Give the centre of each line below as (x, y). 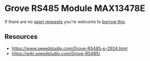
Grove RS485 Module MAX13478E (75, 8)
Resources (21, 37)
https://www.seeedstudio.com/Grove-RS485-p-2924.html (69, 48)
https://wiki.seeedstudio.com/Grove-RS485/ (56, 53)
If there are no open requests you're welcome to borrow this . (65, 22)
